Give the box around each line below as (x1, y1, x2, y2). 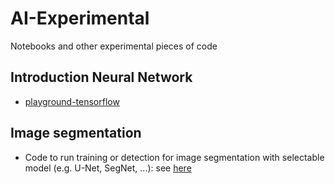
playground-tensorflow (24, 95, 120, 107)
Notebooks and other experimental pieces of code (10, 40, 218, 52)
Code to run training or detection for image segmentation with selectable (24, 151, 325, 163)
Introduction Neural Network (10, 69, 193, 86)
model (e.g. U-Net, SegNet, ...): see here (24, 162, 192, 174)
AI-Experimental (10, 7, 150, 30)
